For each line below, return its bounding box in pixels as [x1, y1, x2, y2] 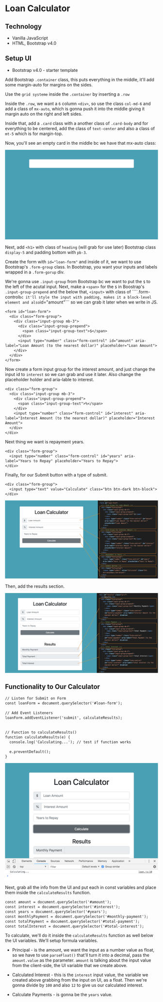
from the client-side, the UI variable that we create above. [12, 962, 128, 968]
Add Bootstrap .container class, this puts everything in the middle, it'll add [5, 76, 154, 83]
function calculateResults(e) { [5, 735, 70, 740]
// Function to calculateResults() [5, 730, 77, 735]
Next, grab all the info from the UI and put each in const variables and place [5, 884, 157, 890]
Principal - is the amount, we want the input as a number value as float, [12, 947, 155, 952]
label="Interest [5, 416, 38, 421]
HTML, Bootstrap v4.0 [12, 40, 57, 46]
